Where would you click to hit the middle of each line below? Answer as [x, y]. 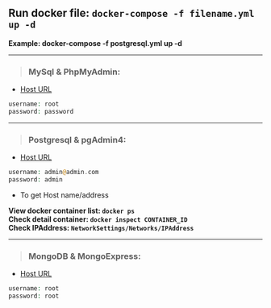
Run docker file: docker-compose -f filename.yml [131, 13]
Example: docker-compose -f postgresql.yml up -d [96, 43]
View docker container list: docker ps [72, 210]
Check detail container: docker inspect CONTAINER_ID [98, 219]
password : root [34, 296]
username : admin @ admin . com [54, 173]
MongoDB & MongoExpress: [84, 256]
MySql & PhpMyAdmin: [74, 72]
